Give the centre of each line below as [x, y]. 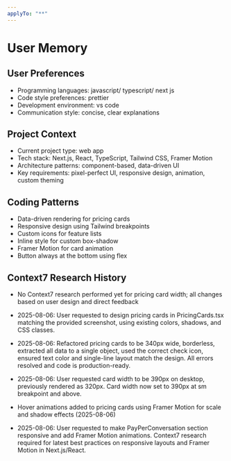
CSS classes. [36, 330]
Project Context [42, 134]
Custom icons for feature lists [59, 234]
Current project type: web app [60, 151]
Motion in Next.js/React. [52, 450]
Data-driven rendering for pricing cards [74, 219]
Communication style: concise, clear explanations [88, 112]
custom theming [41, 181]
